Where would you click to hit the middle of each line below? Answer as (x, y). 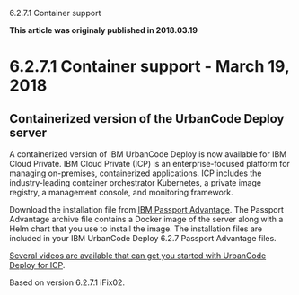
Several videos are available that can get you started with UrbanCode (138, 256)
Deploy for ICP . (37, 265)
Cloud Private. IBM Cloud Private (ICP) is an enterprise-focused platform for (149, 164)
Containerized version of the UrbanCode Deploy (147, 119)
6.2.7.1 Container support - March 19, (149, 67)
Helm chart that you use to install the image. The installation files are (136, 229)
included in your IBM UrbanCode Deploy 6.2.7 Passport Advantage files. (143, 238)
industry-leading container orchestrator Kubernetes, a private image (136, 182)
